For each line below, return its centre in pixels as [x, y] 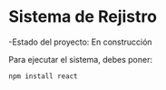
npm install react [43, 76]
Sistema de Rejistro [83, 17]
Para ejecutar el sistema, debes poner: [81, 59]
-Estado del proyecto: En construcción [80, 42]
